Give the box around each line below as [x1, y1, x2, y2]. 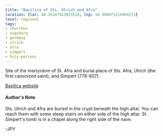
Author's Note [5, 94, 36, 100]
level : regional [5, 17, 39, 22]
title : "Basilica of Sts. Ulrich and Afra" [5, 7, 98, 13]
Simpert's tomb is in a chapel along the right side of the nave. [5, 116, 132, 122]
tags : [5, 21, 17, 27]
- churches [5, 26, 28, 31]
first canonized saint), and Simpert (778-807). [5, 73, 100, 79]
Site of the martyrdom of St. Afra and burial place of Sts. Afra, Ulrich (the [5, 68, 156, 74]
